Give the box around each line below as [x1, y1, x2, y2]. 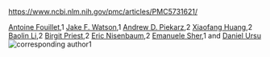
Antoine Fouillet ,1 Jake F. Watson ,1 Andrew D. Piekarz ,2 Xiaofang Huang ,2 [8, 22, 252, 31]
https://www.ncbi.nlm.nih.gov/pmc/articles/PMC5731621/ [8, 7, 198, 16]
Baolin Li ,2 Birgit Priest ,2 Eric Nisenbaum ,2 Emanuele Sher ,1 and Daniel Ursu [8, 31, 262, 40]
